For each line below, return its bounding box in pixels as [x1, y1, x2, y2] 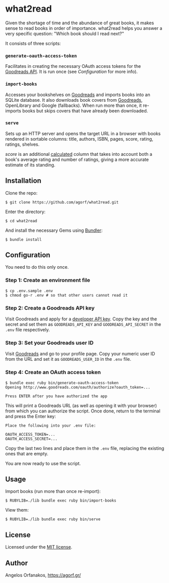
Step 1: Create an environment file [5, 277, 90, 284]
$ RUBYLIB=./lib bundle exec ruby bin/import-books [5, 498, 116, 504]
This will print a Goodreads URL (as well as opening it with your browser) [5, 402, 157, 408]
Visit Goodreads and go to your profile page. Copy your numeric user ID [5, 351, 155, 357]
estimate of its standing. [5, 161, 56, 168]
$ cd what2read [5, 218, 37, 223]
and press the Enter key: [5, 413, 56, 419]
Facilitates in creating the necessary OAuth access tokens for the [5, 63, 141, 69]
